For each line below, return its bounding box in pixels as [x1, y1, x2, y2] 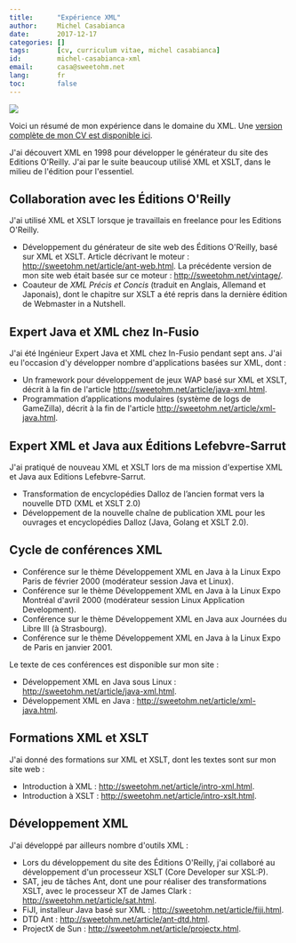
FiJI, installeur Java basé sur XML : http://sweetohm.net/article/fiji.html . [21, 904, 284, 915]
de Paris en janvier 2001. [21, 641, 113, 652]
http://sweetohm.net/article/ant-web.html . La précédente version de [21, 261, 272, 271]
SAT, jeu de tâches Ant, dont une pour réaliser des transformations [21, 875, 267, 886]
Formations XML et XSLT [9, 730, 149, 746]
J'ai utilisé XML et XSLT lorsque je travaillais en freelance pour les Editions [9, 215, 282, 226]
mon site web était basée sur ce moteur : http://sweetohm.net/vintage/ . [21, 270, 284, 281]
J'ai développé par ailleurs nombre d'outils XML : [9, 840, 189, 850]
